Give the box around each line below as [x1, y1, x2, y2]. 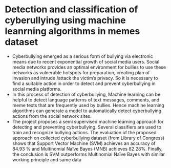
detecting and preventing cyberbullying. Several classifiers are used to [12, 124, 162, 130]
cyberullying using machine [5, 14, 126, 26]
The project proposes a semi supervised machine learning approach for [12, 118, 164, 124]
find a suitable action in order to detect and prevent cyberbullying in [12, 80, 156, 87]
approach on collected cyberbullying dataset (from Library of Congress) [12, 135, 165, 141]
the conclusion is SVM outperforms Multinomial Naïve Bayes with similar [12, 151, 165, 157]
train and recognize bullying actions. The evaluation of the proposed [12, 129, 157, 135]
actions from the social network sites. [12, 113, 92, 119]
